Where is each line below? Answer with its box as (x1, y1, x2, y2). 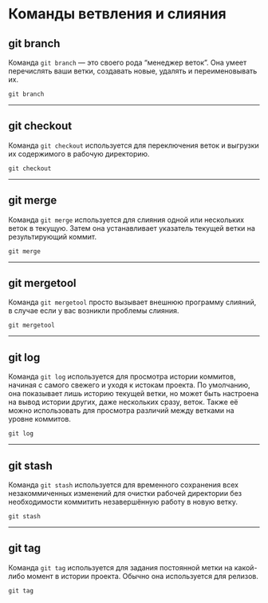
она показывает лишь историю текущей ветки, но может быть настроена (8, 389, 259, 399)
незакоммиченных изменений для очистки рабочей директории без (8, 489, 242, 498)
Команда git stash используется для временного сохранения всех (8, 480, 239, 490)
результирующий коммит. (8, 232, 97, 241)
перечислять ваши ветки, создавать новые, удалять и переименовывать (8, 66, 258, 76)
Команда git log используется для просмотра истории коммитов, (8, 372, 236, 382)
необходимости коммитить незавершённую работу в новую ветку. (8, 497, 238, 507)
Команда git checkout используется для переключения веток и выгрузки (8, 141, 259, 150)
